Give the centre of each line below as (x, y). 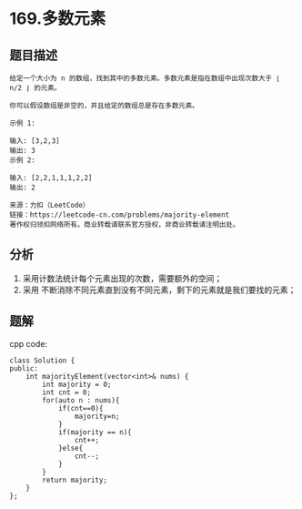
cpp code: (29, 343)
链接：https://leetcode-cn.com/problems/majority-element (120, 215)
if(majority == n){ (95, 432)
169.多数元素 (58, 19)
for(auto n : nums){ (81, 400)
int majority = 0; (77, 384)
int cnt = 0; (67, 392)
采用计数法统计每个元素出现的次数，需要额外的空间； (122, 278)
